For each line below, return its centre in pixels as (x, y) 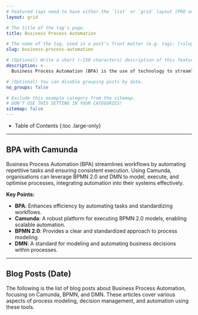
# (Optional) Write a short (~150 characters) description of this (91, 60)
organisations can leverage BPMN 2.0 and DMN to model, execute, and (93, 176)
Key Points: (20, 194)
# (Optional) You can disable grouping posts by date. (75, 82)
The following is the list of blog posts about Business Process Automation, (96, 288)
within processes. (36, 249)
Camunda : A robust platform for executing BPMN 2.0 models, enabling (100, 218)
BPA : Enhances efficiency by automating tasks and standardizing (93, 206)
